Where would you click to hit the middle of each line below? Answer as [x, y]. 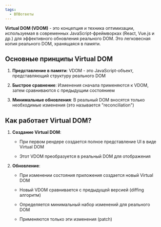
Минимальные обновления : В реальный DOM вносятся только [78, 100]
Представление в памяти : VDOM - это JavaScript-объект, [73, 71]
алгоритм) [30, 195]
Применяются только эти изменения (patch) [66, 219]
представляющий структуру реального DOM [59, 76]
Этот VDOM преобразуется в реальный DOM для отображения [85, 156]
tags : [10, 10]
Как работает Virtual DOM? [48, 120]
